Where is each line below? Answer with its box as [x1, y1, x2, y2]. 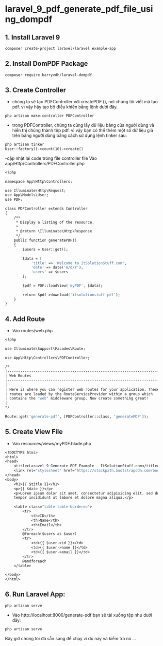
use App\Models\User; [5, 192, 49, 198]
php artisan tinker [5, 142, 45, 147]
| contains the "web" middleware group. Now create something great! [5, 396, 149, 401]
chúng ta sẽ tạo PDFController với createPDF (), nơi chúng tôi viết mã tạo [12, 99, 158, 105]
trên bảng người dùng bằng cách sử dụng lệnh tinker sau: [12, 133, 127, 138]
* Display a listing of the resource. [16, 220, 95, 225]
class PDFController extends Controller [5, 206, 88, 211]
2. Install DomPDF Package [5, 59, 88, 68]
